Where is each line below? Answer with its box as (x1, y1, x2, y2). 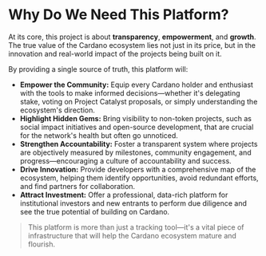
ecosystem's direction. (19, 105, 96, 115)
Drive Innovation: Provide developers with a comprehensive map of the (19, 164, 256, 174)
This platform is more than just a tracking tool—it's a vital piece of (27, 222, 244, 232)
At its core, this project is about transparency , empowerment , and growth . (8, 32, 257, 41)
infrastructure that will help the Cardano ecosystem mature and (27, 230, 237, 240)
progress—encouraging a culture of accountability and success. (19, 156, 232, 165)
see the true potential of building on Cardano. (19, 207, 170, 216)
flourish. (27, 239, 56, 249)
